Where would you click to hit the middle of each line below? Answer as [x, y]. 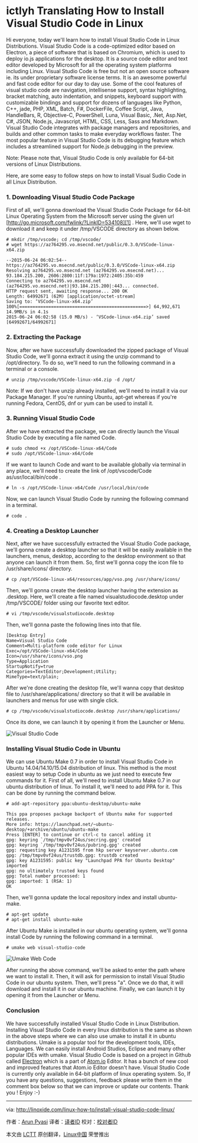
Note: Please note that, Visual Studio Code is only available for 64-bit [90, 158]
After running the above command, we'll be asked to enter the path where [96, 970]
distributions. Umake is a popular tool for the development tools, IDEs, [91, 1042]
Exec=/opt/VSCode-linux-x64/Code [47, 651]
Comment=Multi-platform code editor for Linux [64, 646]
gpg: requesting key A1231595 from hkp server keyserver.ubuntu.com [92, 850]
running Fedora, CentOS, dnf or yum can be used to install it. [80, 403]
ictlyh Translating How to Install [85, 11]
